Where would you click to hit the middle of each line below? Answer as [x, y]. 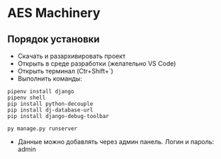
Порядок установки [54, 39]
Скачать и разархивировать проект [72, 56]
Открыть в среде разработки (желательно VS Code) [97, 64]
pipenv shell [27, 98]
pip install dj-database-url [50, 110]
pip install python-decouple [50, 104]
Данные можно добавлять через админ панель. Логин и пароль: [116, 142]
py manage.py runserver [42, 129]
